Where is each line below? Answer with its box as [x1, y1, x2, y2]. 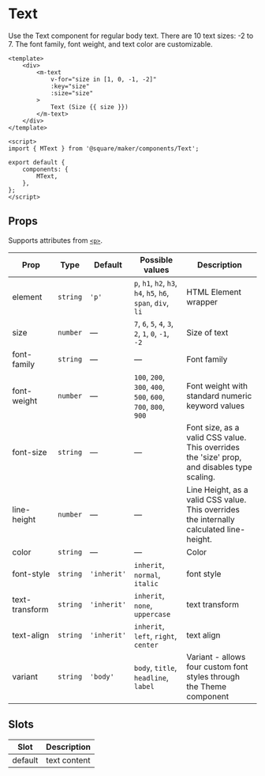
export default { [8, 158, 65, 166]
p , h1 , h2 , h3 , [133, 278, 177, 289]
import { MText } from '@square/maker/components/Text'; [8, 144, 200, 153]
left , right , [133, 630, 177, 642]
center [133, 640, 159, 649]
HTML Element [186, 286, 242, 297]
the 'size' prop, [186, 452, 242, 463]
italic [133, 579, 159, 588]
